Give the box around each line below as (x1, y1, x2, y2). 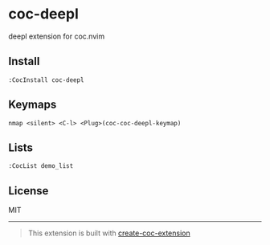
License (8, 184, 49, 198)
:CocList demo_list (8, 162, 74, 170)
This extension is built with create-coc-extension (27, 228, 190, 238)
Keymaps (8, 98, 57, 112)
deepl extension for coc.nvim (8, 31, 105, 41)
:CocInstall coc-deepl (8, 76, 84, 84)
